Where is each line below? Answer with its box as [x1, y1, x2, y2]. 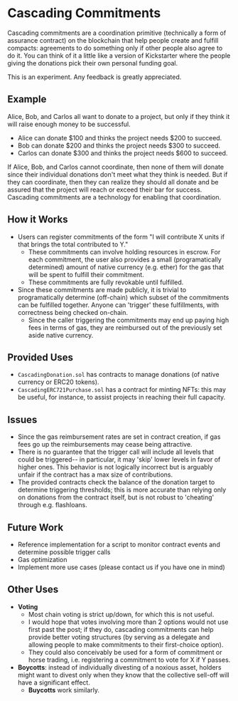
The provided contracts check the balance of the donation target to [17, 478, 215, 487]
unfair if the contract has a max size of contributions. [17, 470, 173, 479]
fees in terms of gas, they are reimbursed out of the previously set [28, 323, 222, 332]
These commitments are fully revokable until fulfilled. [28, 278, 184, 286]
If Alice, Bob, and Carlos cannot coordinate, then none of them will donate [7, 162, 225, 171]
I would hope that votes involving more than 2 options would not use [28, 618, 229, 626]
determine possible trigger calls [17, 548, 111, 556]
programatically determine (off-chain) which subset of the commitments [17, 293, 229, 301]
